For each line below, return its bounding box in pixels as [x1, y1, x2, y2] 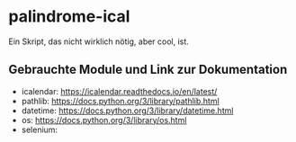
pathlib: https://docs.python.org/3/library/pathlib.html [21, 95, 220, 106]
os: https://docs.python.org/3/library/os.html [21, 114, 187, 125]
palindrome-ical [8, 6, 130, 27]
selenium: [21, 124, 58, 135]
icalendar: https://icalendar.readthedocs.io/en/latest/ [21, 85, 218, 96]
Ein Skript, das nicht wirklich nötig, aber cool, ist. [8, 36, 190, 47]
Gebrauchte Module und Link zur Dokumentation [8, 62, 288, 77]
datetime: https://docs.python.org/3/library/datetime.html [21, 105, 234, 116]
